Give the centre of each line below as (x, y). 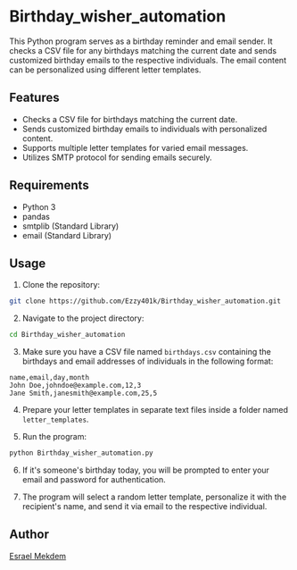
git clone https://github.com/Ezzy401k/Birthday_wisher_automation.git (145, 301)
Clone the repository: (61, 285)
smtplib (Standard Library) (70, 226)
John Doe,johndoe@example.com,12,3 (75, 386)
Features (34, 98)
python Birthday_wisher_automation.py (81, 453)
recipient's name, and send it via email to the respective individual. (144, 506)
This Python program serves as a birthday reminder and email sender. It (141, 41)
